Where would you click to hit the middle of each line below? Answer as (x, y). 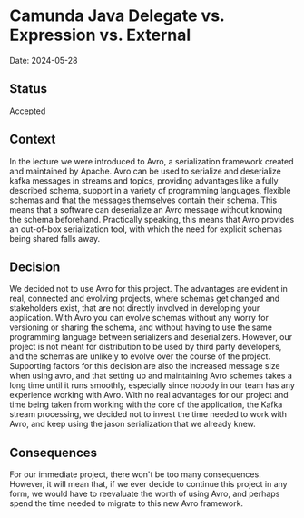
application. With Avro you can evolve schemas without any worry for (139, 318)
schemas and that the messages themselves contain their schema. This (143, 200)
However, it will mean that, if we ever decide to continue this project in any (148, 484)
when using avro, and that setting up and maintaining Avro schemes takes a (151, 376)
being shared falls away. (55, 238)
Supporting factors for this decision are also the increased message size (145, 366)
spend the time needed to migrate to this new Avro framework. (126, 503)
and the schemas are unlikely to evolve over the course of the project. (140, 356)
